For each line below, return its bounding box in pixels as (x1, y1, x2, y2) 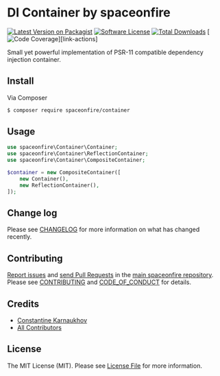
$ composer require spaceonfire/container (7, 106, 130, 114)
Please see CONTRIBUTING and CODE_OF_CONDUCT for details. (7, 278, 192, 286)
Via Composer (7, 93, 48, 102)
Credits (7, 298, 40, 309)
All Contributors (16, 324, 62, 331)
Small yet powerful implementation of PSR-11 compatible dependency (7, 48, 204, 56)
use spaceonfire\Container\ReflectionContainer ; (7, 150, 149, 157)
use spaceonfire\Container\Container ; (7, 144, 118, 151)
